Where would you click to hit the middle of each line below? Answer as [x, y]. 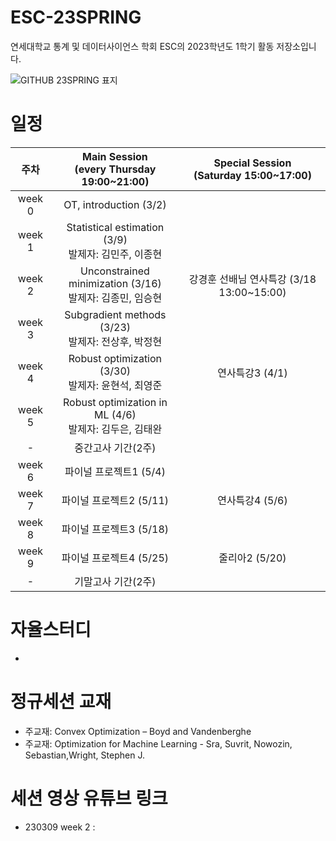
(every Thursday [115, 169]
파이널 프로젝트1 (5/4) [115, 471]
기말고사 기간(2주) [115, 581]
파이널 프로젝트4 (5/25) [115, 558]
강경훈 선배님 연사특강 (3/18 [252, 279]
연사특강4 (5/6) [252, 500]
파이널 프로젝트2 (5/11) [115, 500]
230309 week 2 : [60, 827]
